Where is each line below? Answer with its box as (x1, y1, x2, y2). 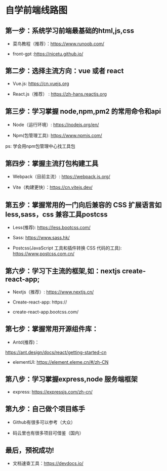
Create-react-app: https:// (12, 299, 67, 305)
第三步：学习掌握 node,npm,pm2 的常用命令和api (5, 107, 161, 116)
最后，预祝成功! (5, 446, 55, 454)
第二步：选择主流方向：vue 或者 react (5, 67, 124, 75)
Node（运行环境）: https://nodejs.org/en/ (12, 121, 99, 127)
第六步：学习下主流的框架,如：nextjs (5, 267, 120, 275)
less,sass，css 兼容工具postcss (5, 210, 108, 219)
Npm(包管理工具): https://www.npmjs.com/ (12, 132, 102, 138)
